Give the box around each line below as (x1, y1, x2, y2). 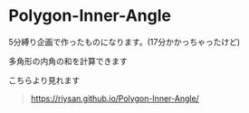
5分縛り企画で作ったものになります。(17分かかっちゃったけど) (8, 36, 241, 47)
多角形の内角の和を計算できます (8, 55, 128, 66)
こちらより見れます (8, 74, 81, 86)
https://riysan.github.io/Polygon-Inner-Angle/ (30, 92, 200, 104)
